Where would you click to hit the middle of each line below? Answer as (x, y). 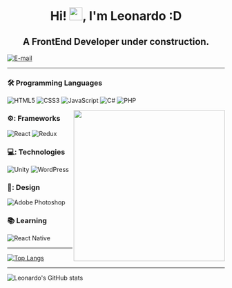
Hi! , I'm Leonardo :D (116, 16)
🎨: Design (23, 187)
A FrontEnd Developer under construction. (116, 41)
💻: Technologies (36, 152)
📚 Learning (27, 221)
